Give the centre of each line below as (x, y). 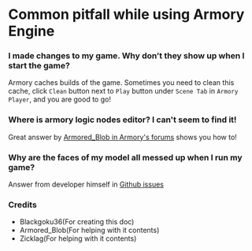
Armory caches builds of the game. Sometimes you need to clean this (121, 83)
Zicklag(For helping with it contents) (78, 238)
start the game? (39, 66)
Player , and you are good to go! (60, 99)
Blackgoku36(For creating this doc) (77, 222)
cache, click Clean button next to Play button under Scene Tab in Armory (123, 91)
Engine (31, 31)
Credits (22, 205)
